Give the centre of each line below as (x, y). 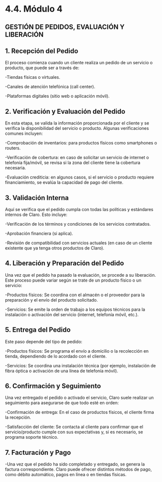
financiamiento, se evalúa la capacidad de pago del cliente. (64, 182)
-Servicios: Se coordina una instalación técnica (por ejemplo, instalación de (81, 365)
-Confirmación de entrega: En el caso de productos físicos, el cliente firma (80, 412)
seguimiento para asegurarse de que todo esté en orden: (62, 403)
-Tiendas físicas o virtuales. (33, 77)
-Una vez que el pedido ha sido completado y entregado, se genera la (75, 464)
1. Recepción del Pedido (42, 51)
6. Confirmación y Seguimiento (53, 386)
